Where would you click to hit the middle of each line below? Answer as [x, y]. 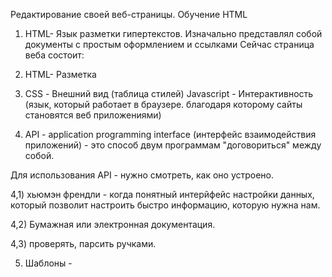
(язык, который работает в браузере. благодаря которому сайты [163, 104]
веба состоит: [54, 55]
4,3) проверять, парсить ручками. [83, 243]
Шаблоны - [48, 263]
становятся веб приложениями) [93, 115]
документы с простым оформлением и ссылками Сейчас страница [169, 44]
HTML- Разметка [60, 74]
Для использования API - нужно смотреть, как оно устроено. [142, 175]
